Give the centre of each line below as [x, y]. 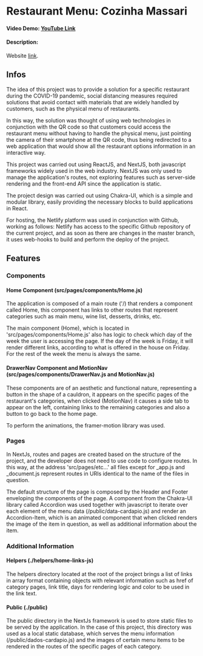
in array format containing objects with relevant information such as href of [100, 580]
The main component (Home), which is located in [68, 328]
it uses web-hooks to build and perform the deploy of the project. [88, 239]
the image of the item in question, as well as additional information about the [101, 524]
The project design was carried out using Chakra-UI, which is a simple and [99, 195]
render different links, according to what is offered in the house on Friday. [98, 347]
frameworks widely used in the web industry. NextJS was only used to [94, 170]
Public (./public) [27, 607]
